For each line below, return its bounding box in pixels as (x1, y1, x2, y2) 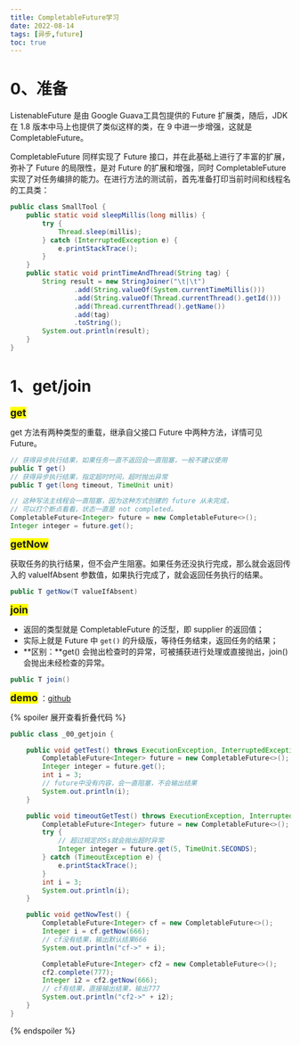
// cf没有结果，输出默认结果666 (42, 935, 148, 944)
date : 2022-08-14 (10, 21, 75, 30)
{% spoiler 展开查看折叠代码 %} (10, 712, 126, 723)
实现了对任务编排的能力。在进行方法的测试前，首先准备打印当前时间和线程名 (10, 174, 291, 184)
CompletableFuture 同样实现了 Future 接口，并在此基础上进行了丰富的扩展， (10, 151, 290, 162)
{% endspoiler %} (10, 1025, 76, 1036)
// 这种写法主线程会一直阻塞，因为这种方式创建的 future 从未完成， (10, 496, 233, 506)
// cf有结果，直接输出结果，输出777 (42, 984, 161, 993)
